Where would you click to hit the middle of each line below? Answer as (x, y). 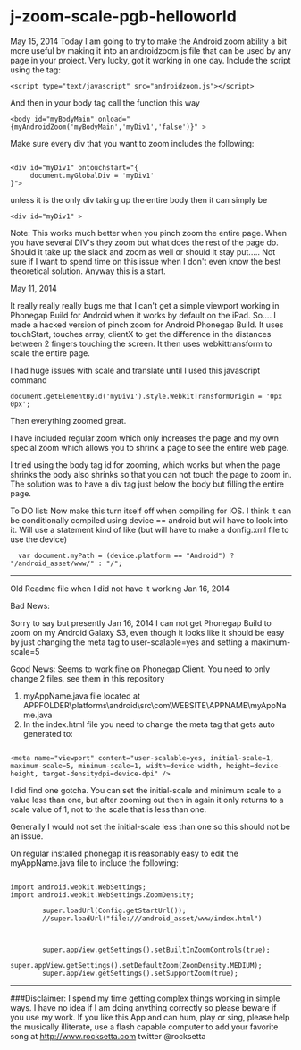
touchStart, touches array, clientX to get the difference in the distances (141, 334)
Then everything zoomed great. (68, 420)
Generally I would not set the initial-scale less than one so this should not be (150, 826)
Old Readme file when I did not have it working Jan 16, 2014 (120, 589)
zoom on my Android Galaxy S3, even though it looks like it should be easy (147, 632)
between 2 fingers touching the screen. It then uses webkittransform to (141, 343)
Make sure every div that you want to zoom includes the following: (132, 143)
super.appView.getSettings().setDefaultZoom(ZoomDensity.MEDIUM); (136, 965)
